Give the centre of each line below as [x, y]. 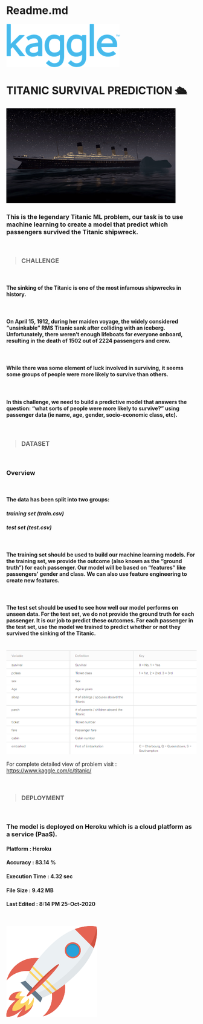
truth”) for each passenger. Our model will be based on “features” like [96, 567]
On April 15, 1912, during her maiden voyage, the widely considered [92, 322]
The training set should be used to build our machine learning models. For [101, 555]
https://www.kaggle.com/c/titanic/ [49, 771]
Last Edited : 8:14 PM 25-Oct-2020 [51, 904]
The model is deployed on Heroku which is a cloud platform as [99, 827]
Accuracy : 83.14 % [31, 863]
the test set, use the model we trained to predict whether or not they [94, 627]
